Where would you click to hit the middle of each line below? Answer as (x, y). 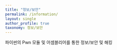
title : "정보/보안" (23, 10)
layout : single (21, 19)
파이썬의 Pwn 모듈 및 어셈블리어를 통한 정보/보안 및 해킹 (59, 43)
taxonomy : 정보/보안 (24, 28)
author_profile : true (27, 23)
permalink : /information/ (31, 14)
